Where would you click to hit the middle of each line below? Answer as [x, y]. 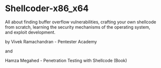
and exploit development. [30, 32]
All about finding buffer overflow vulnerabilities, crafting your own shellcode [80, 22]
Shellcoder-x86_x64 [47, 8]
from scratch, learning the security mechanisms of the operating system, [78, 27]
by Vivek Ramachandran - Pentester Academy [51, 41]
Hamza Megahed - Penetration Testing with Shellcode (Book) [66, 60]
